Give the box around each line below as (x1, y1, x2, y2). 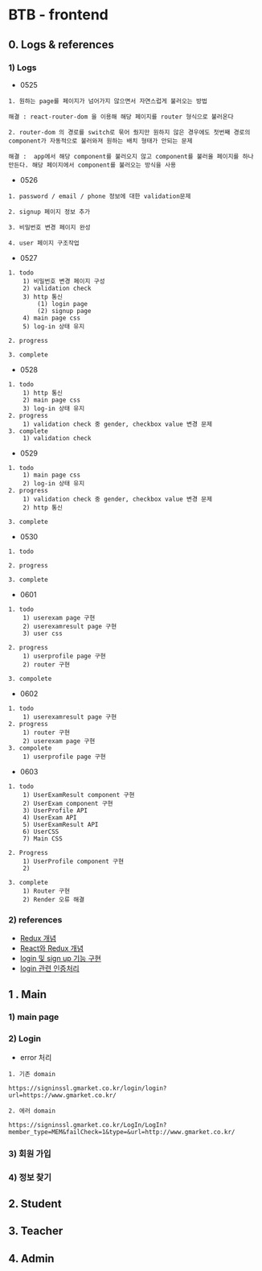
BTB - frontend (8, 6, 108, 24)
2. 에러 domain (8, 1107, 56, 1115)
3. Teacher (8, 1224, 63, 1238)
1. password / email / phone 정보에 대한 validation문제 (8, 192, 191, 200)
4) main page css (23, 314, 81, 322)
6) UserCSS (23, 827, 59, 836)
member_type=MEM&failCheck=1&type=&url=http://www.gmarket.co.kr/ (8, 1128, 235, 1136)
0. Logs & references (8, 38, 114, 52)
